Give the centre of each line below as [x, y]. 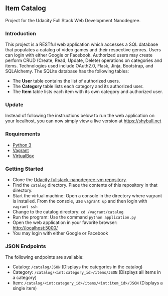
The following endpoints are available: [44, 257]
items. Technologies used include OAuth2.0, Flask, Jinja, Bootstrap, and [79, 66]
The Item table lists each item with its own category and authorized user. [88, 92]
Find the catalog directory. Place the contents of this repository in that [85, 185]
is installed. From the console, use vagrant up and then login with [80, 201]
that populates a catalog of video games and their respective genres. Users [83, 50]
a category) [24, 278]
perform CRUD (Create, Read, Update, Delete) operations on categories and [84, 60]
